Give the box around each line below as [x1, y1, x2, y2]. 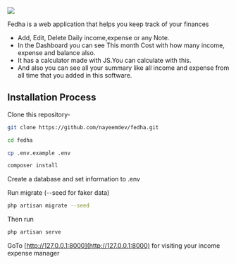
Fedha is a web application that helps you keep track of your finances [7, 20, 209, 28]
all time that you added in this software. [17, 71, 132, 79]
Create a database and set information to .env [7, 175, 141, 184]
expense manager [7, 249, 60, 258]
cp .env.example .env [7, 149, 71, 157]
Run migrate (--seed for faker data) [7, 188, 110, 197]
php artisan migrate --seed [7, 202, 90, 210]
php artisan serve [7, 229, 61, 236]
